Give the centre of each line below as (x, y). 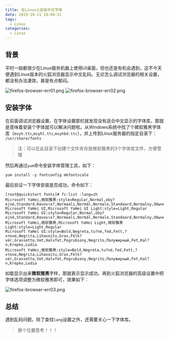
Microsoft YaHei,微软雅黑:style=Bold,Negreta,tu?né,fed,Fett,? (71, 250)
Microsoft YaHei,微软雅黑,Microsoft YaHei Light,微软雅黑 (64, 223)
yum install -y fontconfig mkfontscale (47, 175)
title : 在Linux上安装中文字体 (34, 10)
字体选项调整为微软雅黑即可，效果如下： (47, 279)
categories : (18, 29)
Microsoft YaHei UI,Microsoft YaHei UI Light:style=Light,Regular (76, 208)
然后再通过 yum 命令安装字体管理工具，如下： (51, 165)
